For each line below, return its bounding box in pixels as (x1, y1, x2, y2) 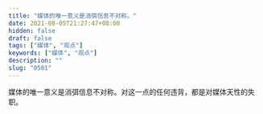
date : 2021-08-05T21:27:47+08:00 (8, 19, 121, 27)
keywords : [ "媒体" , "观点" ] (8, 49, 98, 57)
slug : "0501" (8, 64, 52, 72)
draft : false (8, 34, 52, 43)
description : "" (8, 57, 63, 65)
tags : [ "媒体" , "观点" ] (8, 42, 83, 50)
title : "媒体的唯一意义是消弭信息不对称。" (8, 11, 137, 20)
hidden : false (8, 26, 56, 35)
